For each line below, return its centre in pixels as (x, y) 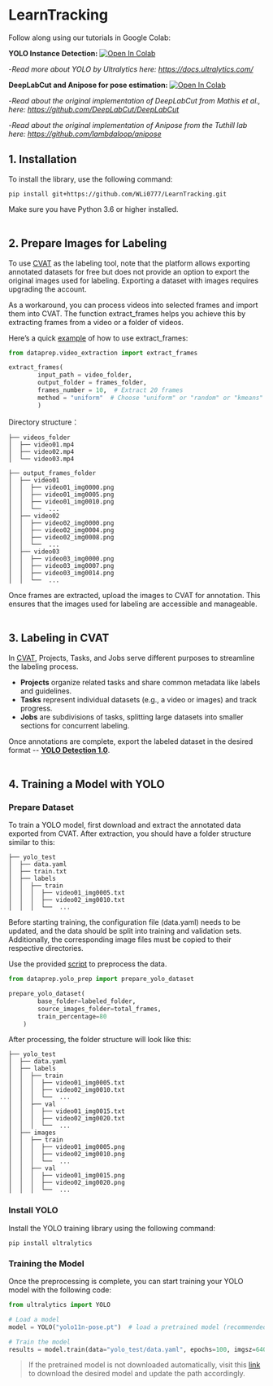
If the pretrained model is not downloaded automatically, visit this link (144, 1365)
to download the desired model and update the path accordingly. (136, 1374)
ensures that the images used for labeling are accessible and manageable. (133, 604)
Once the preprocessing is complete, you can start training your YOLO (126, 1282)
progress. (36, 708)
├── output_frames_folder (52, 473)
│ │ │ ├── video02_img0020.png (67, 1183)
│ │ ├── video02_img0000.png (61, 523)
